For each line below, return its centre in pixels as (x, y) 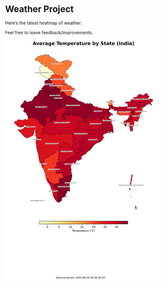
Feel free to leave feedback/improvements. (49, 32)
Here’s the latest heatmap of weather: (43, 23)
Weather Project (40, 9)
